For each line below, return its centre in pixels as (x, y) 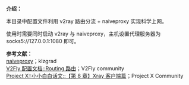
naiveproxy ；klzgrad (31, 61)
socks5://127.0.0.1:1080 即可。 (43, 41)
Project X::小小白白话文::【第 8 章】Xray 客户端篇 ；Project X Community (95, 76)
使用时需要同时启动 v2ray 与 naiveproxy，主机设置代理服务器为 (84, 34)
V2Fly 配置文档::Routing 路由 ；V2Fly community (65, 68)
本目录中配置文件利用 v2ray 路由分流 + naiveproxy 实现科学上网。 (87, 21)
